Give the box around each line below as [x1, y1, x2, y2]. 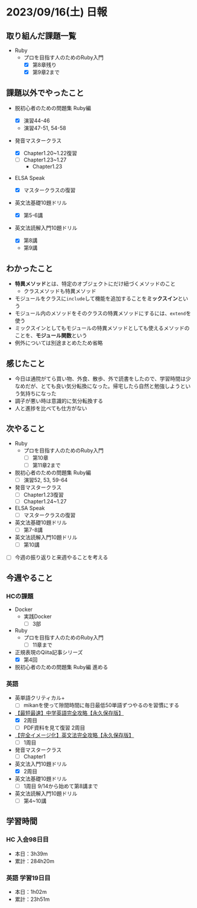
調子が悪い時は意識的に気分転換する [14, 397, 104, 404]
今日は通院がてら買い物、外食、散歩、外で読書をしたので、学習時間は [14, 375, 186, 382]
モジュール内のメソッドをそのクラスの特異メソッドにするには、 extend [14, 310, 186, 317]
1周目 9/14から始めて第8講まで [23, 782, 99, 790]
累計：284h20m [14, 857, 54, 864]
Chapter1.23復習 [23, 491, 64, 498]
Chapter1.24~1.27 [23, 498, 67, 505]
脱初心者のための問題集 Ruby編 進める [14, 664, 108, 671]
